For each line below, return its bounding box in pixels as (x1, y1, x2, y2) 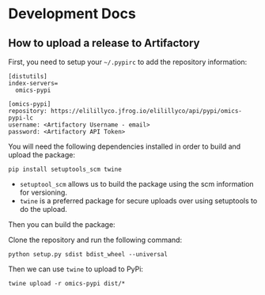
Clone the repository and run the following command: (8, 235, 183, 244)
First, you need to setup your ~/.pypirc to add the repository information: (8, 57, 248, 66)
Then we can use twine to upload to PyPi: (8, 264, 144, 274)
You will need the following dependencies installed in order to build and (8, 142, 241, 151)
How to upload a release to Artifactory (8, 36, 200, 50)
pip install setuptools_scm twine (8, 165, 123, 173)
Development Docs (8, 5, 136, 23)
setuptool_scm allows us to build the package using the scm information (19, 180, 255, 188)
